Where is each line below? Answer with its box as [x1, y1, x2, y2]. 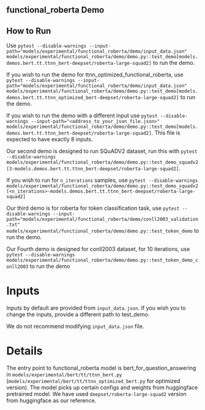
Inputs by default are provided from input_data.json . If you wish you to [6, 304, 186, 311]
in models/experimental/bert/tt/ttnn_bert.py [6, 371, 122, 378]
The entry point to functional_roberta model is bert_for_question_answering [6, 364, 196, 372]
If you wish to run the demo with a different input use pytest [6, 112, 158, 119]
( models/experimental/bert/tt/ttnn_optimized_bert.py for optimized [6, 378, 181, 385]
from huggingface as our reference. [6, 397, 97, 404]
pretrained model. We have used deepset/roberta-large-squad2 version [6, 390, 187, 398]
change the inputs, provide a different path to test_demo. [6, 311, 150, 318]
